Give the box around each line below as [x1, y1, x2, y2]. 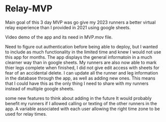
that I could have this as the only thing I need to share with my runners [5, 80, 149, 86]
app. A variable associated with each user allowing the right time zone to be [5, 106, 160, 112]
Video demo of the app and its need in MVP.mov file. [5, 34, 113, 40]
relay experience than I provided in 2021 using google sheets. [5, 24, 131, 30]
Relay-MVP [5, 3, 53, 14]
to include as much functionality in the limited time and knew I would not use [5, 49, 162, 55]
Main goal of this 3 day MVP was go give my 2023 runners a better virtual [5, 19, 156, 25]
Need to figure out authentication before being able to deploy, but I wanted [5, 43, 158, 49]
